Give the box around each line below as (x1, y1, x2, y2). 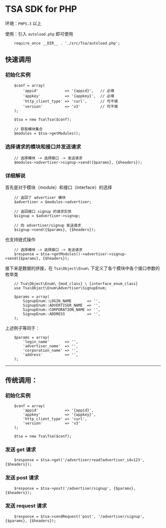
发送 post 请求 (5, 474, 39, 481)
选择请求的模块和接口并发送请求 (5, 143, 82, 150)
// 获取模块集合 (14, 126, 43, 131)
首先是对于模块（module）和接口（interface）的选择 (5, 184, 112, 191)
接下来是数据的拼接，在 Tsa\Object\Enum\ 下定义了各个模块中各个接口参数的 (5, 265, 160, 271)
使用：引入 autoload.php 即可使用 (5, 31, 73, 37)
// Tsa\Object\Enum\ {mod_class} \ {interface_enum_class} (14, 282, 138, 286)
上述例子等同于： (5, 325, 40, 331)
